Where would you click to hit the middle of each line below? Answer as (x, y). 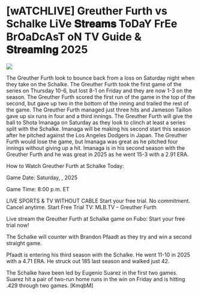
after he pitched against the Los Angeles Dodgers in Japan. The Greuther (97, 135)
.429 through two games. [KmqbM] (50, 285)
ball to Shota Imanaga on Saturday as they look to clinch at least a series (96, 122)
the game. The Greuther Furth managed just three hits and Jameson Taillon (99, 110)
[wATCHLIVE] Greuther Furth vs (87, 11)
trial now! (18, 225)
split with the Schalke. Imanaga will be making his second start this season (98, 129)
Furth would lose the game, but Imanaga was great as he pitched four (92, 142)
